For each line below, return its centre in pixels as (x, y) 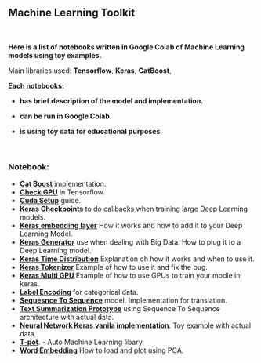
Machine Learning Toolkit (72, 13)
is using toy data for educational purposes (90, 131)
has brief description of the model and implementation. (111, 100)
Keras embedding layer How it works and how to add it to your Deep (131, 226)
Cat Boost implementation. (63, 184)
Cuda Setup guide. (50, 201)
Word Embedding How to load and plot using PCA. (101, 350)
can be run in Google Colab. (65, 116)
